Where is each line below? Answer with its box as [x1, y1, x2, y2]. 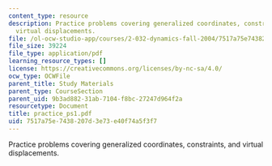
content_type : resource [8, 11, 89, 20]
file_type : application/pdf [8, 49, 104, 57]
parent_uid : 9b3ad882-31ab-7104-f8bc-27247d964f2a [8, 95, 183, 103]
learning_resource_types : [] [8, 57, 107, 66]
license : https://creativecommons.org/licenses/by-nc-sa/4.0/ [8, 65, 223, 73]
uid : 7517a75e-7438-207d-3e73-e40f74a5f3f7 [8, 117, 158, 126]
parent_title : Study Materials [8, 79, 114, 87]
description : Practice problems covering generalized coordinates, [8, 19, 241, 28]
